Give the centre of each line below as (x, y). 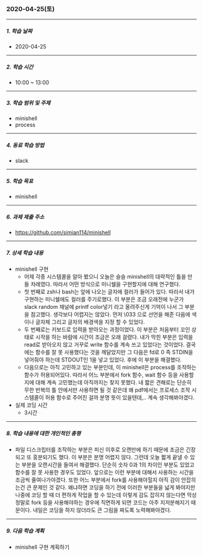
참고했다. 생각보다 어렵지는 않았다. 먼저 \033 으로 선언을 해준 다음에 (110, 314)
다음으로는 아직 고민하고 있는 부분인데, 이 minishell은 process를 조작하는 (110, 367)
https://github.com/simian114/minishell (63, 233)
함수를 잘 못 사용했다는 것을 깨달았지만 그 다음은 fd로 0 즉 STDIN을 (114, 352)
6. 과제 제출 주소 (25, 217)
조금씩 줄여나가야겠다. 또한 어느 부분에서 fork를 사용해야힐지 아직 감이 (97, 480)
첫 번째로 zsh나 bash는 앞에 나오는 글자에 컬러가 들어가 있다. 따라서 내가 (109, 292)
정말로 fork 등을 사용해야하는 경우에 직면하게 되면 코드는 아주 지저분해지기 (102, 503)
